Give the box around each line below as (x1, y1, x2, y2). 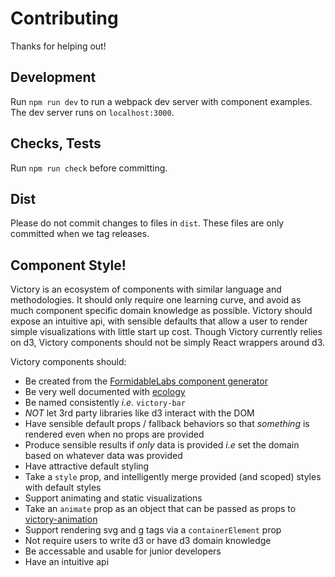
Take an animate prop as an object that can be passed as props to (24, 503, 297, 515)
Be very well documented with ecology (24, 386, 186, 398)
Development (10, 69, 97, 86)
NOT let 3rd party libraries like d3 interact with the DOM (24, 407, 255, 419)
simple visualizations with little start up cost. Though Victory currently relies (10, 326, 323, 338)
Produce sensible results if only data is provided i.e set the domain (24, 439, 300, 451)
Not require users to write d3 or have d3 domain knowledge (24, 535, 272, 547)
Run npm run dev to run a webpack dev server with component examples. (10, 95, 313, 107)
